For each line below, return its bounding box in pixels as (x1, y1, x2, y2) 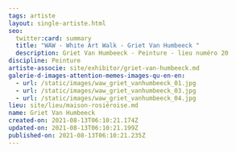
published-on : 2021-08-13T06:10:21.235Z (8, 131, 147, 139)
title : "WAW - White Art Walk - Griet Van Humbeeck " (15, 42, 200, 50)
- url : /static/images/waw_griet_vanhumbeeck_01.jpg (15, 79, 197, 87)
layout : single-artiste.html (8, 19, 106, 27)
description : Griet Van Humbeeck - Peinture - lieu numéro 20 (15, 49, 229, 57)
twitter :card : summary (15, 34, 92, 43)
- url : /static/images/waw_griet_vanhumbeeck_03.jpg (15, 86, 197, 95)
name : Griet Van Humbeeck (8, 109, 95, 117)
